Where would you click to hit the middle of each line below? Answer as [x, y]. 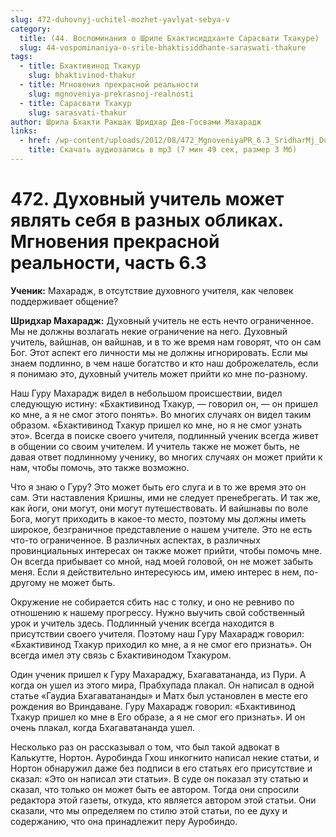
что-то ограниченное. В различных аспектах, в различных [135, 540]
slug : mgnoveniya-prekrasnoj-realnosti [111, 94]
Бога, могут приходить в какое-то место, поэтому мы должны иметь [158, 518]
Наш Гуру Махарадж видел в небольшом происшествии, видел [146, 393]
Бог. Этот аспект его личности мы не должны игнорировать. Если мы [159, 352]
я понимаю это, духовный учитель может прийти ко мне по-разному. [159, 373]
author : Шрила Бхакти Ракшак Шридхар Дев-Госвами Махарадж [136, 122]
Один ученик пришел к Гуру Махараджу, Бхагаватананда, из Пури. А [158, 674]
